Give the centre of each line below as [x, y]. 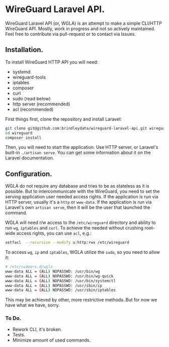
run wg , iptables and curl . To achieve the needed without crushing [74, 228]
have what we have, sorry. [32, 305]
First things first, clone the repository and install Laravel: [64, 119]
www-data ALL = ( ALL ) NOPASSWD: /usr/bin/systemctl [60, 281]
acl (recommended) [33, 109]
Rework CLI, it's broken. [37, 329]
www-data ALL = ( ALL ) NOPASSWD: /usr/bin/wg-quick [59, 276]
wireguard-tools [29, 77]
